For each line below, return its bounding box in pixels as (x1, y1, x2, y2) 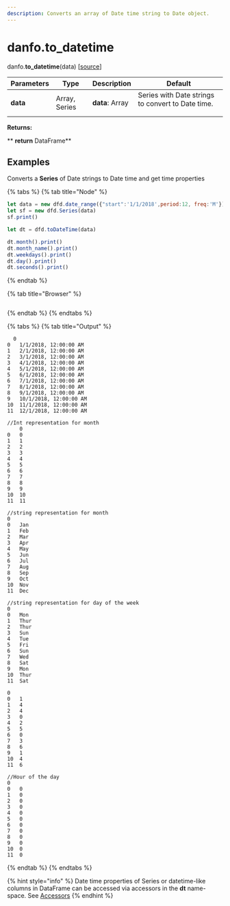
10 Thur (7, 671, 32, 679)
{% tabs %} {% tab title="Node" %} (7, 188, 107, 196)
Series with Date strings (138, 90, 215, 99)
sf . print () (7, 214, 38, 221)
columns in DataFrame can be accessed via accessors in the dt (7, 884, 186, 892)
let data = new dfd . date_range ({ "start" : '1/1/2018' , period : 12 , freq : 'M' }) (7, 201, 225, 208)
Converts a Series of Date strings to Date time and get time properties (7, 174, 205, 182)
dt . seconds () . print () (7, 264, 69, 271)
